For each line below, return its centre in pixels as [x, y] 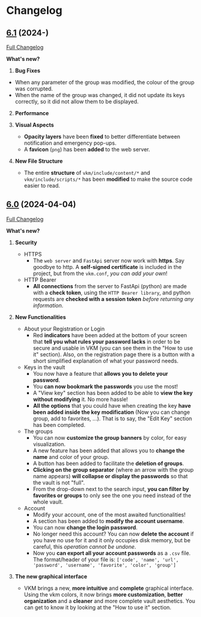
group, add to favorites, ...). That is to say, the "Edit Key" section [113, 418]
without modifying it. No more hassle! [80, 399]
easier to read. [42, 185]
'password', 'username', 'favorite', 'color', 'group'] [104, 565]
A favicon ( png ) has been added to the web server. [87, 149]
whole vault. [48, 502]
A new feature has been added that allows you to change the [109, 451]
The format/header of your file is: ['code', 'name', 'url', [106, 559]
